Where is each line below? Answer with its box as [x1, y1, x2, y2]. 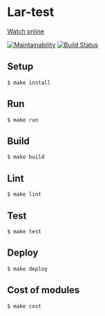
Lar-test [7, 4, 55, 20]
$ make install [7, 79, 51, 86]
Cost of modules [7, 284, 80, 296]
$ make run [7, 116, 39, 124]
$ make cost [7, 303, 41, 310]
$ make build [7, 153, 45, 160]
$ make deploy [7, 265, 48, 272]
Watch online [7, 27, 45, 35]
